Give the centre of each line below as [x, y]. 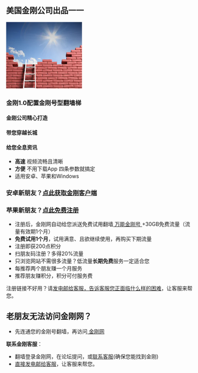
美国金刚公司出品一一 [45, 11]
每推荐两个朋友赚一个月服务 [48, 269]
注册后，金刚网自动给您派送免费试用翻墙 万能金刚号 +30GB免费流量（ [100, 224]
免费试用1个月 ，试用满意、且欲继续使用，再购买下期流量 [83, 239]
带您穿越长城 [22, 132]
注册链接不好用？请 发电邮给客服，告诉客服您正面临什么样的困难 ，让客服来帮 [99, 289]
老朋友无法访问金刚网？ [49, 316]
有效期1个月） [37, 231]
